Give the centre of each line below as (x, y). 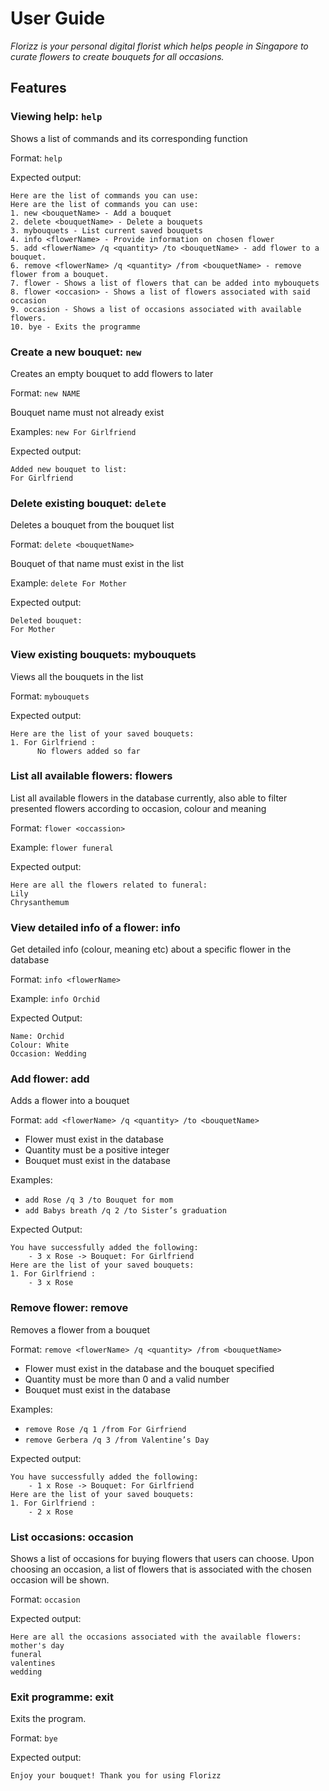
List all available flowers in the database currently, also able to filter (149, 798)
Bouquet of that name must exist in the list (97, 564)
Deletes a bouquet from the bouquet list (92, 525)
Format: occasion (45, 1599)
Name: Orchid (37, 1037)
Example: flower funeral (62, 847)
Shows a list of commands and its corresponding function (129, 138)
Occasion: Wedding (48, 1054)
